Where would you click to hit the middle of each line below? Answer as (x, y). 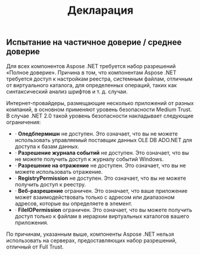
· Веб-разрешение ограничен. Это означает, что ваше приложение (101, 191)
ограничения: (24, 122)
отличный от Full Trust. (35, 247)
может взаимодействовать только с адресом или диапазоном (95, 197)
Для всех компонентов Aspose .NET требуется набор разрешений (91, 66)
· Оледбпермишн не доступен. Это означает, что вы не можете (96, 133)
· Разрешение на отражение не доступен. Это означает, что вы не (100, 165)
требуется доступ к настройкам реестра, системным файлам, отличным (99, 79)
